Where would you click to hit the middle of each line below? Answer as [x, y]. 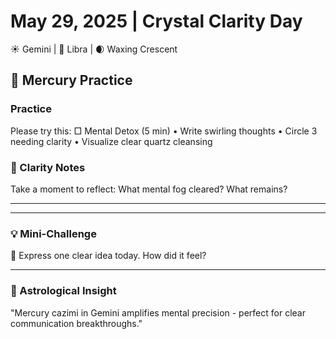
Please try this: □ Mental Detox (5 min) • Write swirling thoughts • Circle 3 [164, 131]
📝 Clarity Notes [48, 167]
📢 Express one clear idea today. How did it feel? [108, 256]
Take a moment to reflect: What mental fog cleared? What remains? [149, 189]
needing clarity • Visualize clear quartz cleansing [111, 141]
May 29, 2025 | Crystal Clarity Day [156, 21]
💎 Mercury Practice [71, 80]
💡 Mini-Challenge [53, 233]
